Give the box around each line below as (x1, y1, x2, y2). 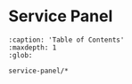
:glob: (8, 50, 33, 59)
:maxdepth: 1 (8, 42, 57, 52)
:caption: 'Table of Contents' (8, 35, 125, 44)
